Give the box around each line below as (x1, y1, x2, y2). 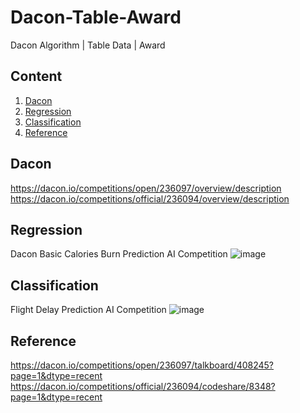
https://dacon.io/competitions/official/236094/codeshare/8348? (10, 381, 276, 392)
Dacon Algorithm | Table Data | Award (10, 39, 166, 51)
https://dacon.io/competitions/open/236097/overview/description (10, 182, 282, 194)
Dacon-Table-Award (10, 6, 182, 29)
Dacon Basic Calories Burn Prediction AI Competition (10, 248, 228, 260)
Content (10, 68, 63, 85)
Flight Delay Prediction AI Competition (10, 304, 167, 316)
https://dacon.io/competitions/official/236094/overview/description (10, 192, 290, 205)
